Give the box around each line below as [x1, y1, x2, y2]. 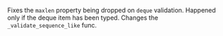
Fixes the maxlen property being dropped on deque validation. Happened [7, 6, 217, 14]
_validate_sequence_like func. [7, 21, 97, 29]
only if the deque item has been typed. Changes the [7, 13, 159, 22]
